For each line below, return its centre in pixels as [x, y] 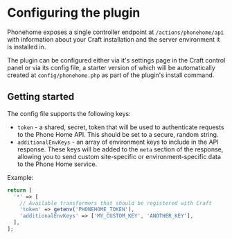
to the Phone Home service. [57, 164]
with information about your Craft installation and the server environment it [114, 39]
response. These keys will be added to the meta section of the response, [120, 149]
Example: [20, 177]
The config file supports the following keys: [69, 113]
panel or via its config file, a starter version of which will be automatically [111, 67]
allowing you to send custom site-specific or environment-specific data [119, 156]
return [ [20, 190]
